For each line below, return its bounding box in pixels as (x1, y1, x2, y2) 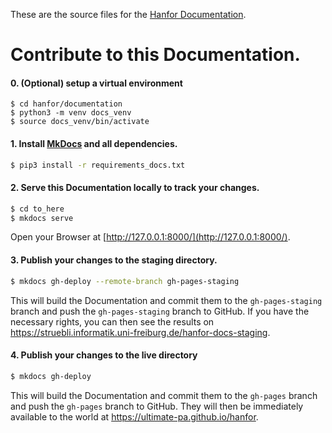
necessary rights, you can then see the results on (10, 315, 215, 328)
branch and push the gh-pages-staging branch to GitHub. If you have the (10, 305, 310, 317)
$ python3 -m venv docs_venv (10, 108, 132, 118)
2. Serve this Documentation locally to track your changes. (10, 182, 260, 194)
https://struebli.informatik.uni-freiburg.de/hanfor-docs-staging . (10, 326, 271, 338)
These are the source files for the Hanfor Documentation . (10, 9, 247, 20)
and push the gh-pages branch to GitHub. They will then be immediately (10, 400, 304, 412)
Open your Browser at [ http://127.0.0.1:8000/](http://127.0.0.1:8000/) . (10, 231, 291, 243)
